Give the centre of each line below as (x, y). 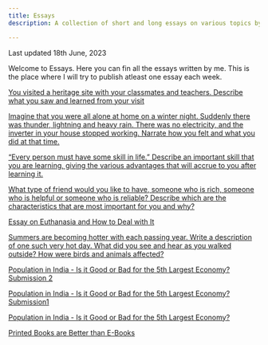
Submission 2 (31, 278)
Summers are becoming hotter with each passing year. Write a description (130, 237)
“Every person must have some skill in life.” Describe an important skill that (131, 157)
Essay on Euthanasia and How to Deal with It (81, 222)
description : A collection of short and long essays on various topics (130, 23)
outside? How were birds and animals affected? (86, 254)
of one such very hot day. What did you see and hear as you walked (120, 245)
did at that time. (34, 141)
